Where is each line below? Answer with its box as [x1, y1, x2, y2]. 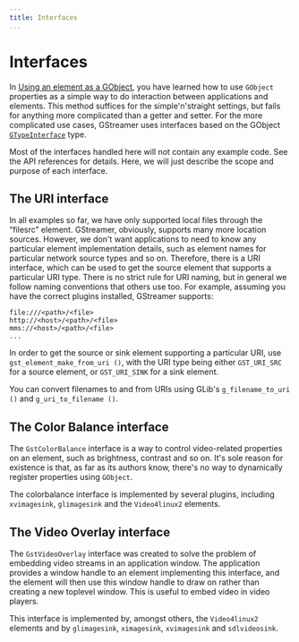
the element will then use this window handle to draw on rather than [9, 577, 260, 587]
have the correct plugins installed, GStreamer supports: [9, 291, 214, 302]
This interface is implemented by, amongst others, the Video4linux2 [9, 613, 259, 623]
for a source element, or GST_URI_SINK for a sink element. [9, 366, 219, 377]
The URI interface [9, 191, 109, 206]
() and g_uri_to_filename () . [9, 393, 119, 404]
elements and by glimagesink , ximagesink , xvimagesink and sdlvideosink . [9, 623, 279, 633]
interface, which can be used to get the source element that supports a [9, 262, 271, 273]
